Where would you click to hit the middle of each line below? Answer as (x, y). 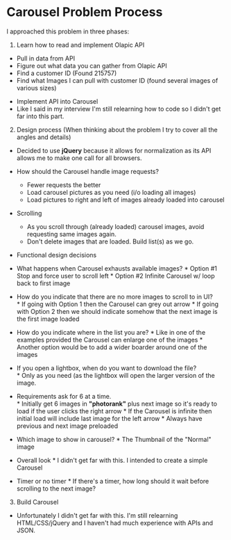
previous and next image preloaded (67, 426)
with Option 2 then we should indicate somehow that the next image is (117, 311)
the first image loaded (48, 319)
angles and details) (44, 137)
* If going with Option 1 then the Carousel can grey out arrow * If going (118, 304)
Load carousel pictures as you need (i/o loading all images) (111, 192)
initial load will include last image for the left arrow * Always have (109, 418)
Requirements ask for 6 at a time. (64, 396)
